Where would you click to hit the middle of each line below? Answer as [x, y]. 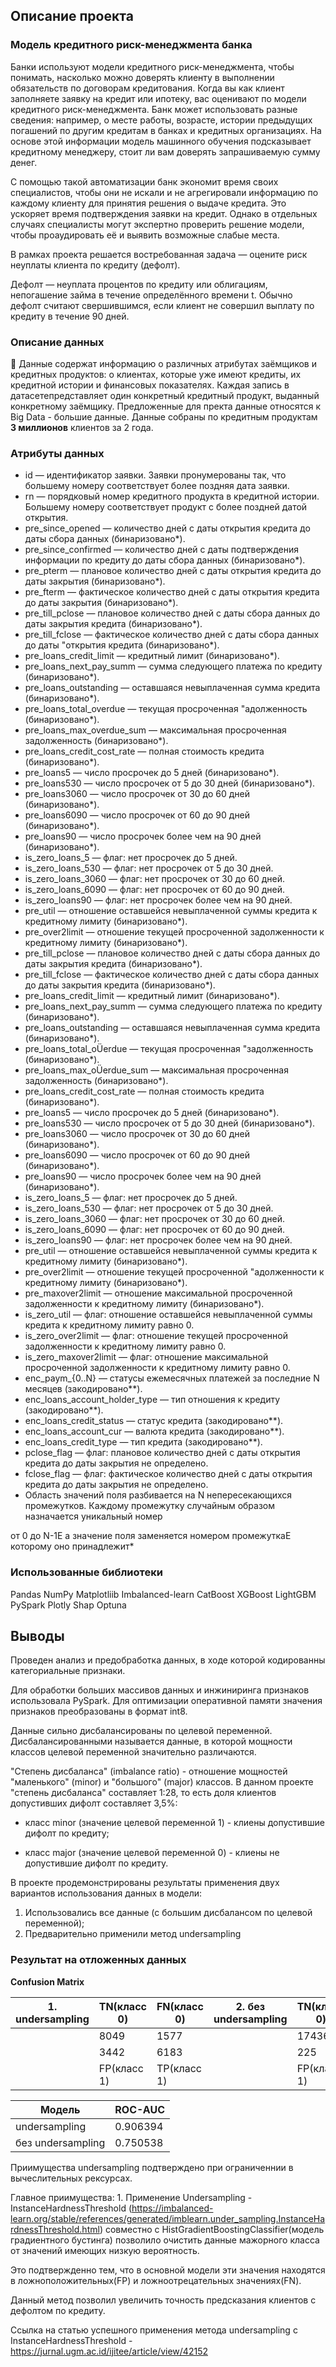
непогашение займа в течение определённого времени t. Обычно [151, 295]
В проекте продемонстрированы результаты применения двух [145, 1883]
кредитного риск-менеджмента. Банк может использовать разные [154, 109]
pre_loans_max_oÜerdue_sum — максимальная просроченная [156, 1070]
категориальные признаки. [68, 1671]
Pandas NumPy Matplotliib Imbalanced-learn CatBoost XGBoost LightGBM [163, 1594]
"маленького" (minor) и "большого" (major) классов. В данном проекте [162, 1782]
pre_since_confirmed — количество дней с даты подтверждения [161, 550]
